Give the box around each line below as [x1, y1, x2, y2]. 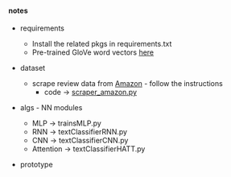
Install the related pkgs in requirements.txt [31, 39, 172, 49]
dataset [19, 64, 46, 73]
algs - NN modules [19, 103, 83, 113]
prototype [19, 160, 54, 170]
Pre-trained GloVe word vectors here [31, 47, 155, 57]
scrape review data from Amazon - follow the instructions [31, 79, 223, 88]
